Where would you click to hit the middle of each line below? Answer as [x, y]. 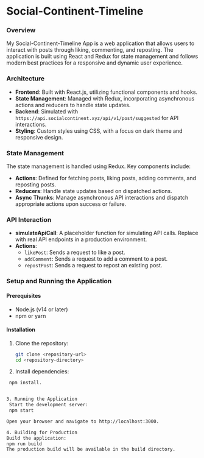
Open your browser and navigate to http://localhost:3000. [83, 421]
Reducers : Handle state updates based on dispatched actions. [93, 191]
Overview [21, 30]
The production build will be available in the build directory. [91, 449]
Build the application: [37, 438]
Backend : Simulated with [47, 111]
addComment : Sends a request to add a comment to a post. [96, 259]
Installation [21, 329]
